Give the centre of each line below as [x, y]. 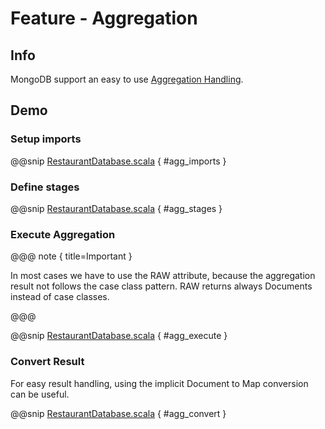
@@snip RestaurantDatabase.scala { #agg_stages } [116, 208]
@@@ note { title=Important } [71, 256]
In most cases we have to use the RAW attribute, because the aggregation [163, 276]
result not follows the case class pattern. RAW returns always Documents [161, 286]
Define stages [45, 187]
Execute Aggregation [63, 234]
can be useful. [40, 394]
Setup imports [46, 139]
